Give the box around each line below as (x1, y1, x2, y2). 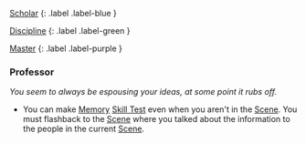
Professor (9, 66, 55, 78)
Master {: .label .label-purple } (9, 43, 123, 54)
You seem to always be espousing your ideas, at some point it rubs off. (9, 87, 277, 97)
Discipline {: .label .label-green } (9, 26, 131, 36)
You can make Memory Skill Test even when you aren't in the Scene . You (22, 104, 298, 115)
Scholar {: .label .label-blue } (9, 8, 117, 18)
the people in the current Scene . (22, 123, 144, 135)
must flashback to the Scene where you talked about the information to (22, 114, 290, 125)
